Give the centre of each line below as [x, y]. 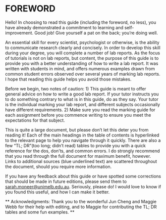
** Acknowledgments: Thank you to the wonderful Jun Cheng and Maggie [81, 201]
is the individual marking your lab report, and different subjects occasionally [83, 104]
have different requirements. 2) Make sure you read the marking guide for [80, 110]
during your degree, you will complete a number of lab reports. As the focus [83, 53]
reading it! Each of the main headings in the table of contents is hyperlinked [82, 135]
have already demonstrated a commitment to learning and [64, 27]
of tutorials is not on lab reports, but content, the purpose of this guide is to [82, 58]
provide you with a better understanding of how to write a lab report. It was [82, 63]
